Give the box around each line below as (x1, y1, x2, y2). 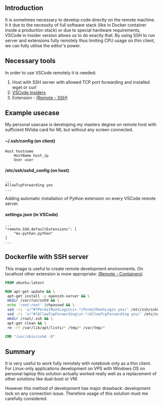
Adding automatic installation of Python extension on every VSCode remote (5, 195, 156, 201)
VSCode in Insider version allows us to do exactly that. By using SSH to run (5, 32, 155, 38)
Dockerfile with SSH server (5, 253, 89, 261)
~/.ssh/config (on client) (5, 138, 56, 144)
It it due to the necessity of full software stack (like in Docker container (5, 22, 147, 28)
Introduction (5, 4, 44, 12)
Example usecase (5, 109, 60, 117)
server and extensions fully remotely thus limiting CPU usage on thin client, (5, 37, 155, 43)
